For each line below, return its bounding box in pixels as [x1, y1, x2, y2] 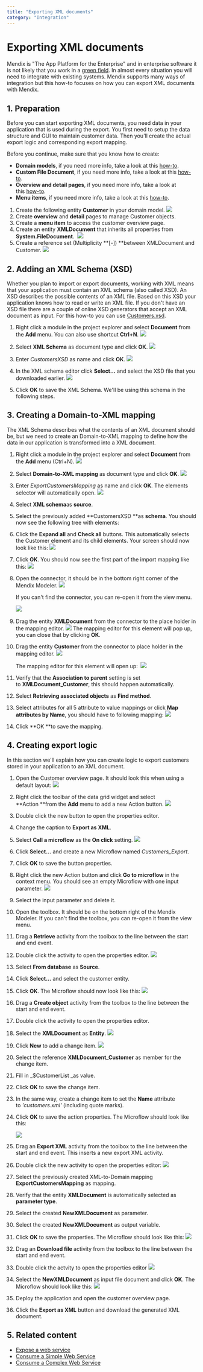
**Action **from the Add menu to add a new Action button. [15, 800, 164, 808]
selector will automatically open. [15, 489, 96, 496]
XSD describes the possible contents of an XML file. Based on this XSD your [7, 293, 196, 300]
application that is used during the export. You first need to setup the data [7, 126, 190, 133]
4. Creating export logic [7, 740, 98, 751]
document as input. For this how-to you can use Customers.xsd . [7, 312, 166, 320]
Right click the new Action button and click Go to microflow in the [15, 871, 180, 878]
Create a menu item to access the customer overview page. [15, 220, 165, 227]
